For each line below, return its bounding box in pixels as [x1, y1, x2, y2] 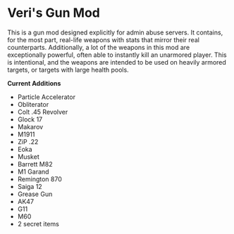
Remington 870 [17, 174, 62, 183]
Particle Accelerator [17, 93, 76, 101]
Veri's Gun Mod [7, 5, 100, 21]
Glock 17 [17, 115, 43, 124]
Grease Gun [17, 190, 53, 198]
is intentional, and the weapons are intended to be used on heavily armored [7, 58, 227, 66]
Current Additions [7, 79, 61, 87]
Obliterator [17, 100, 49, 108]
